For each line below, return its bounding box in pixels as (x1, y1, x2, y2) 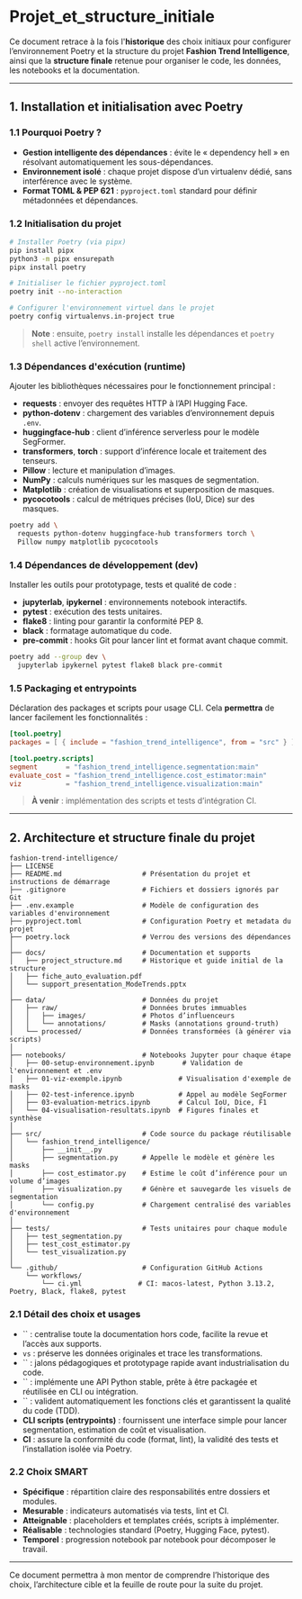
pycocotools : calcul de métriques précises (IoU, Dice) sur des (22, 493, 255, 505)
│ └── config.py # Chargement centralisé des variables (9, 1200, 292, 1210)
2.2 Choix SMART (9, 1466, 88, 1478)
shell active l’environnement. (31, 338, 141, 348)
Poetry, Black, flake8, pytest (9, 1287, 127, 1296)
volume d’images (9, 1177, 70, 1186)
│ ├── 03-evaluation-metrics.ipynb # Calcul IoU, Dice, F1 (9, 1098, 268, 1107)
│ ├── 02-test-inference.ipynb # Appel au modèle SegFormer (9, 1090, 288, 1099)
